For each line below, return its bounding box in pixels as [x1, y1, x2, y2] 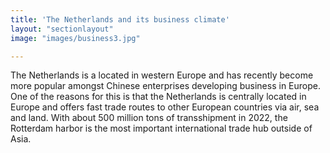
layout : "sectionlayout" [10, 24, 114, 34]
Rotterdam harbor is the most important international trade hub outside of [10, 122, 313, 135]
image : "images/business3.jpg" [10, 33, 141, 43]
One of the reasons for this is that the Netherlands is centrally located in [10, 91, 307, 103]
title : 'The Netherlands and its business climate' [10, 14, 230, 25]
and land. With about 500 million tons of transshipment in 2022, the [10, 112, 288, 124]
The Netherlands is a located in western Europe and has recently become [10, 69, 314, 81]
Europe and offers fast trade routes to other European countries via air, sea [10, 101, 320, 113]
